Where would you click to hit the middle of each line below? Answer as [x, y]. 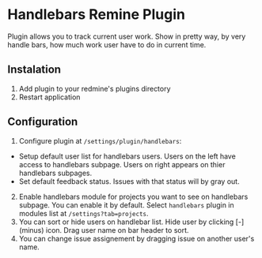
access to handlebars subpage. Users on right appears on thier [122, 164]
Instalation [34, 70]
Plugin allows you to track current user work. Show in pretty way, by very [127, 36]
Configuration [43, 122]
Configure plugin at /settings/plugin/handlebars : [100, 140]
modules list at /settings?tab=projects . [84, 213]
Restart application [49, 97]
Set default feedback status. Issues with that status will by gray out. [129, 181]
